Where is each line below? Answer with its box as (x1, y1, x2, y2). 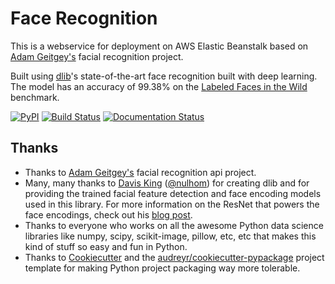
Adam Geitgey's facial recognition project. (10, 50, 184, 62)
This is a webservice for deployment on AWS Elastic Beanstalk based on (10, 40, 309, 52)
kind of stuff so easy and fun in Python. (24, 240, 188, 252)
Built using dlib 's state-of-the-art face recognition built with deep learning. (10, 70, 318, 82)
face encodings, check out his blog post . (24, 208, 193, 221)
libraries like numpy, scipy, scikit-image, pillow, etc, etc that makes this (24, 230, 317, 242)
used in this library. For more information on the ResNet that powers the (24, 198, 320, 210)
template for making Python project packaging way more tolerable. (24, 262, 301, 274)
